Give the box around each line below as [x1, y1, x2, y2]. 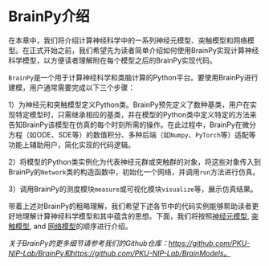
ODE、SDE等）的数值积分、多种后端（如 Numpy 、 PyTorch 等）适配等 [35, 129, 256, 139]
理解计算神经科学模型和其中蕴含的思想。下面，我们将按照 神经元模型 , [22, 211, 251, 221]
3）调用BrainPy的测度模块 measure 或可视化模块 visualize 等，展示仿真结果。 [8, 184, 258, 194]
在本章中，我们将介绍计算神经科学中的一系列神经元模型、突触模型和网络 [8, 35, 247, 45]
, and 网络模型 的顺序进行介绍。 [29, 221, 132, 231]
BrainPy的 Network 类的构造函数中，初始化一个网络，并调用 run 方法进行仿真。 [8, 166, 260, 177]
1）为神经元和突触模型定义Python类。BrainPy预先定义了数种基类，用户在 [8, 100, 251, 109]
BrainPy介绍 [8, 7, 90, 26]
